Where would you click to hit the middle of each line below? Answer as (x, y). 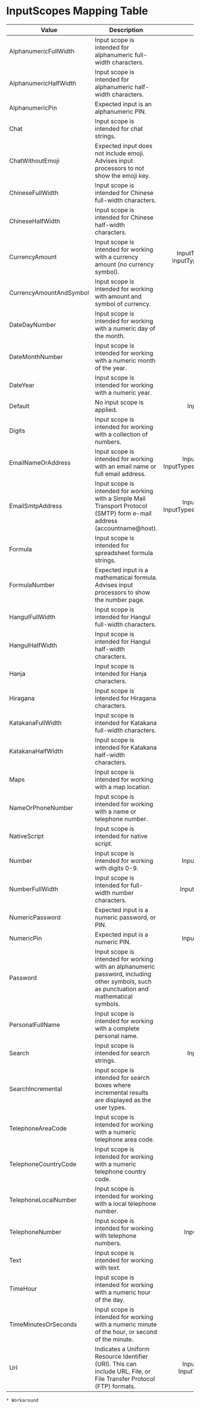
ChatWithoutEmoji (34, 160)
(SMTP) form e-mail (123, 513)
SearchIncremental (36, 1088)
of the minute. (114, 1339)
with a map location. (123, 787)
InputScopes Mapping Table (77, 11)
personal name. (117, 1036)
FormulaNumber (32, 584)
